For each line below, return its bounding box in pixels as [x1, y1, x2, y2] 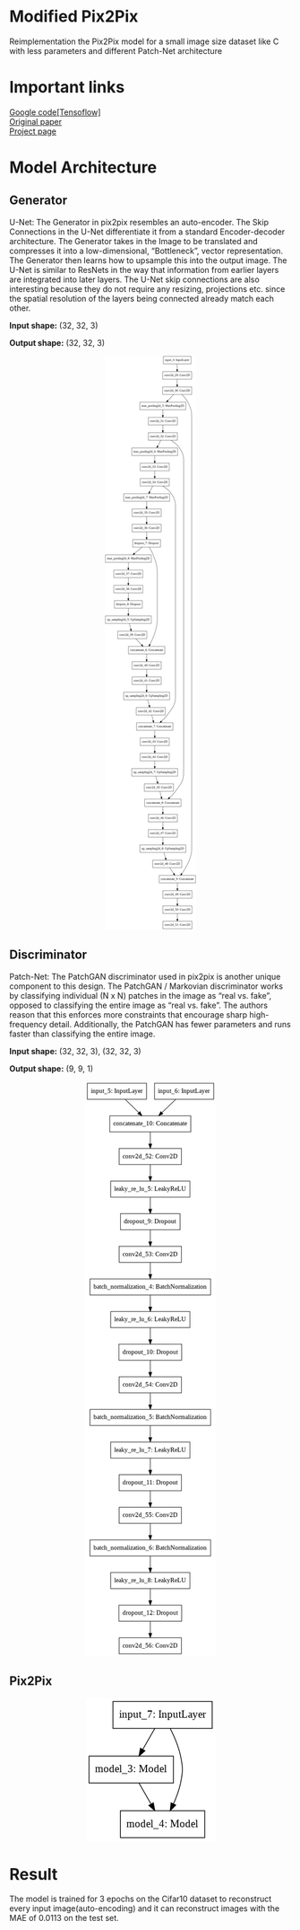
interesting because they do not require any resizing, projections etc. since [9, 283, 286, 294]
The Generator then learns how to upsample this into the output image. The [9, 254, 287, 266]
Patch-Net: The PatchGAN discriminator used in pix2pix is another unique [9, 971, 281, 982]
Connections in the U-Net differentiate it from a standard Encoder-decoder [9, 226, 286, 237]
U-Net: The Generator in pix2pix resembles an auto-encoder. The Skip [9, 216, 269, 227]
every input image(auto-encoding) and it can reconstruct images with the [9, 1903, 280, 1914]
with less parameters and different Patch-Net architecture [9, 45, 222, 56]
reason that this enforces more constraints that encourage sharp [9, 1009, 248, 1020]
